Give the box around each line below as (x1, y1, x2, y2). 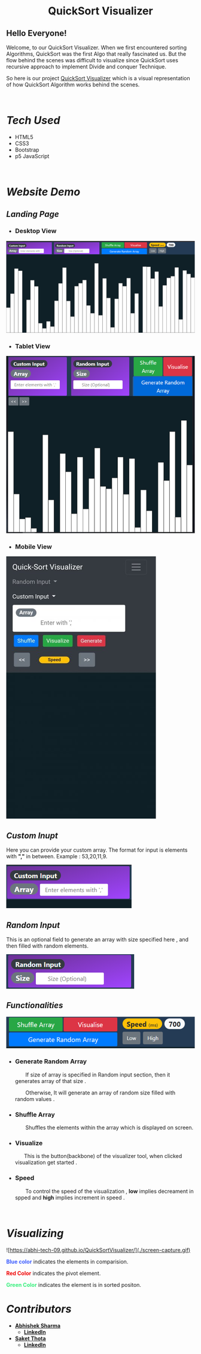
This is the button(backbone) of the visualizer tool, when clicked (23, 1153, 182, 1160)
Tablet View (14, 342, 51, 350)
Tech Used (6, 114, 60, 127)
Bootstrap (14, 146, 39, 153)
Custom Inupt (6, 830, 58, 840)
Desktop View (14, 227, 57, 235)
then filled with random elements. (6, 942, 89, 949)
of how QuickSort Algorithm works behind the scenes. (6, 81, 140, 88)
